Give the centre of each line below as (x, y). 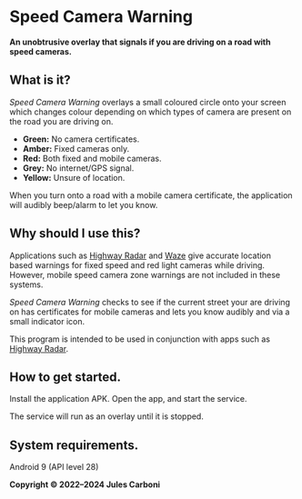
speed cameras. (41, 51)
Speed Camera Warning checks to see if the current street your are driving (150, 302)
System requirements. (74, 445)
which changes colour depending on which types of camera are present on (151, 112)
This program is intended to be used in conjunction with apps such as (140, 339)
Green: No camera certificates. (81, 139)
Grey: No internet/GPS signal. (78, 168)
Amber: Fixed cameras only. (76, 148)
